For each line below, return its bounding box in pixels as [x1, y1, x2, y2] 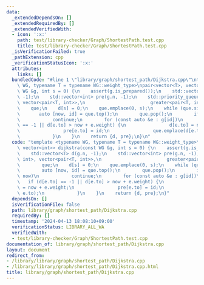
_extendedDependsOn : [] [12, 15, 72, 21]
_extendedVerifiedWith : [12, 26, 72, 32]
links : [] [17, 71, 42, 77]
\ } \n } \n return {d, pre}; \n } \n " [17, 133, 151, 140]
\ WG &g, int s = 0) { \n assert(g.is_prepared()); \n [17, 88, 162, 94]
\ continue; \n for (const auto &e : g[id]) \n [17, 116, 183, 122]
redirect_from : [6, 252, 45, 259]
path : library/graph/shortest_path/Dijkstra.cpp [12, 207, 137, 213]
